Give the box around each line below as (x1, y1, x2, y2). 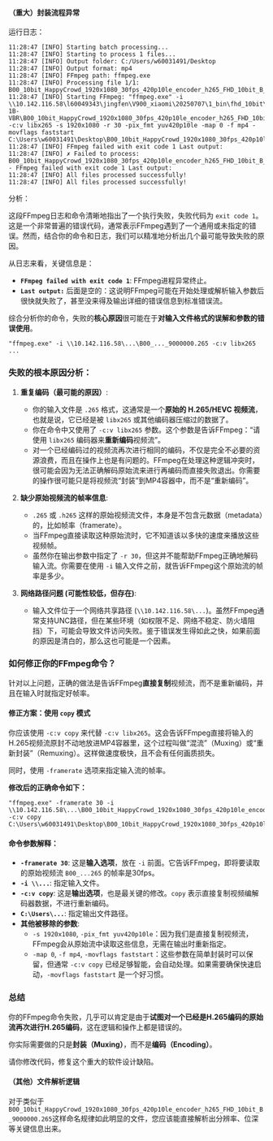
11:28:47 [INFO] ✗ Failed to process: (8, 150, 140, 158)
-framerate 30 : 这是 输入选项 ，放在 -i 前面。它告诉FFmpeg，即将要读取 (19, 858, 260, 868)
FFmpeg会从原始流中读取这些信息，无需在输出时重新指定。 (32, 939, 232, 949)
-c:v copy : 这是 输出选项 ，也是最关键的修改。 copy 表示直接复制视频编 (19, 888, 252, 898)
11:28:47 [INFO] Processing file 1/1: (8, 79, 140, 87)
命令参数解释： (8, 838, 58, 848)
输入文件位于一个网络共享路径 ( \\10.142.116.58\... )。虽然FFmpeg (32, 605, 258, 615)
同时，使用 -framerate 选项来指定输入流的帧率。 (8, 766, 171, 775)
